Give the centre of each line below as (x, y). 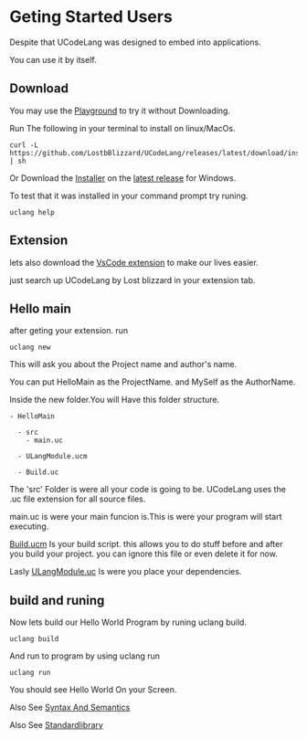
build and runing (57, 600)
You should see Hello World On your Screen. (93, 690)
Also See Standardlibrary (56, 725)
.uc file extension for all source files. (78, 499)
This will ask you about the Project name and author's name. (123, 364)
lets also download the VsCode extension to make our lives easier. (134, 262)
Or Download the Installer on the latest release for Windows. (123, 178)
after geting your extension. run (69, 331)
